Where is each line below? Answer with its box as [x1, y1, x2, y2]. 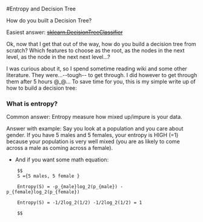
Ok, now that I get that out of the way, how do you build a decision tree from [6, 41, 196, 47]
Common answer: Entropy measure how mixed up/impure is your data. [6, 113, 183, 121]
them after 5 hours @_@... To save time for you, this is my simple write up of [6, 78, 196, 85]
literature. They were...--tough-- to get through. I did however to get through [6, 72, 198, 78]
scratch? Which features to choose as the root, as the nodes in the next [6, 47, 185, 54]
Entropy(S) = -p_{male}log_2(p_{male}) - [17, 184, 123, 190]
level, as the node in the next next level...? [6, 53, 110, 60]
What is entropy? [6, 99, 58, 108]
